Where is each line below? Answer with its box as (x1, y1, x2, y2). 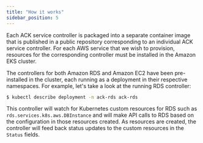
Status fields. (6, 131, 40, 138)
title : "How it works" (6, 9, 64, 15)
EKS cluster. (6, 57, 37, 65)
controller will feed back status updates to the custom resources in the (6, 125, 185, 132)
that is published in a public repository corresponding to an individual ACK (6, 38, 194, 45)
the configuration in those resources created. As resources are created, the (6, 118, 197, 125)
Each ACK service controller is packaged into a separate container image (6, 31, 191, 38)
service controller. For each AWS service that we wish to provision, (6, 44, 175, 52)
